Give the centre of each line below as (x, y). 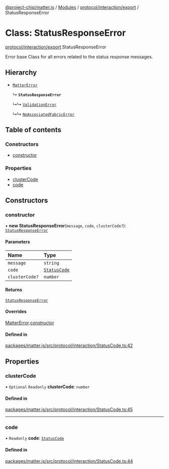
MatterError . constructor (30, 323)
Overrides (16, 312)
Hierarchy (21, 73)
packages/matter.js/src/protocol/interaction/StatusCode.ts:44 (69, 461)
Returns (14, 290)
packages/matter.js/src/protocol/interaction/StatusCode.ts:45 (69, 409)
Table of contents (33, 130)
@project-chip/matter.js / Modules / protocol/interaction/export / (72, 7)
